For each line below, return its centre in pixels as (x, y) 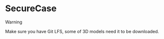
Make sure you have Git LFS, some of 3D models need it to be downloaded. (82, 31)
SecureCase (31, 9)
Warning (14, 22)
